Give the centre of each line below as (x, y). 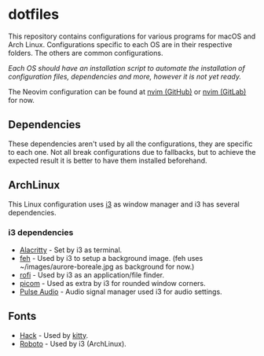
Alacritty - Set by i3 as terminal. (71, 250)
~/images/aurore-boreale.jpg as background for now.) (107, 266)
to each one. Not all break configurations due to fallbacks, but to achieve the (132, 152)
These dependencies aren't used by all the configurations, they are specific (130, 144)
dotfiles (34, 15)
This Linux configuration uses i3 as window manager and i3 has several (124, 204)
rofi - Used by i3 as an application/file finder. (92, 275)
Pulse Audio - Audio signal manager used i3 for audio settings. (121, 292)
